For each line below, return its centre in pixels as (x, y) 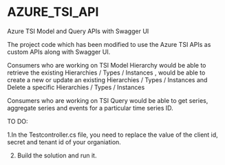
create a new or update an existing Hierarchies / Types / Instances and (107, 79)
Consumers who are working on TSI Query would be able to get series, (108, 100)
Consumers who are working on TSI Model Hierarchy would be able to (107, 65)
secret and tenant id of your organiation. (64, 142)
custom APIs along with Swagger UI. (59, 52)
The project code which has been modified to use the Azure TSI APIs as (109, 44)
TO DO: (18, 121)
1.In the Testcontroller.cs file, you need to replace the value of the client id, (112, 135)
